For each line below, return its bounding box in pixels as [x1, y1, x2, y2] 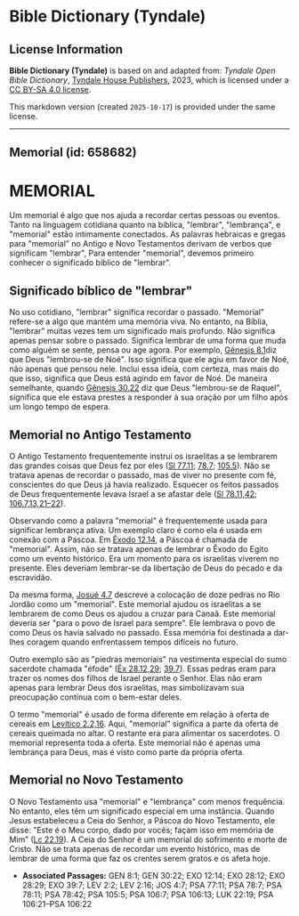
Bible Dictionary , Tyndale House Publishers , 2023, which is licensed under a [9, 75, 289, 85]
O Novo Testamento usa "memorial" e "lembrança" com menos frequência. [9, 796, 286, 807]
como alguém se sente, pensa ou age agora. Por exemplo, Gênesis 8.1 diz [9, 345, 278, 355]
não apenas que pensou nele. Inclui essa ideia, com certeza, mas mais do [9, 363, 280, 375]
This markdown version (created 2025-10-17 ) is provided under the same [9, 101, 276, 112]
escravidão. [9, 571, 53, 582]
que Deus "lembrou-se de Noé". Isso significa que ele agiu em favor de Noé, [9, 354, 289, 365]
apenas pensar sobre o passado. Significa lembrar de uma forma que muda [9, 336, 287, 346]
